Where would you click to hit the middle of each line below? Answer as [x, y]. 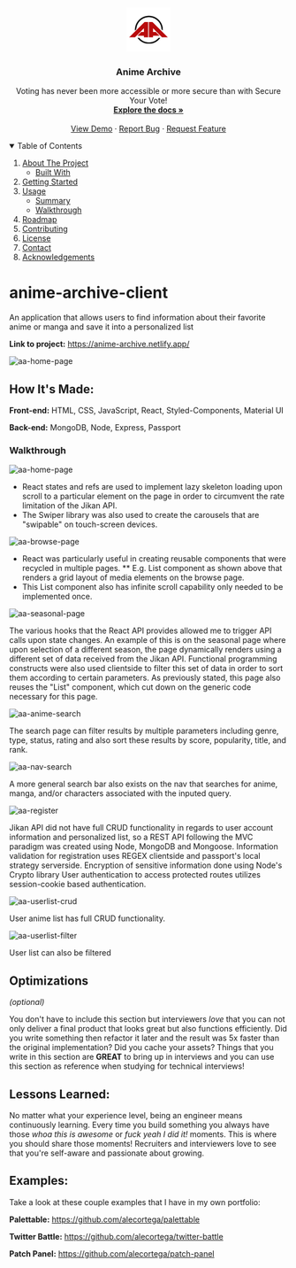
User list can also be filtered [61, 953]
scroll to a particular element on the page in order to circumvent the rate [153, 496]
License [36, 238]
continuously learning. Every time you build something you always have [139, 1125]
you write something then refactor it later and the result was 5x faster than [144, 1038]
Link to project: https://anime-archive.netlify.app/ [99, 344]
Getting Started [49, 182]
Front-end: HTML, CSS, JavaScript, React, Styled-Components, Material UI [147, 411]
